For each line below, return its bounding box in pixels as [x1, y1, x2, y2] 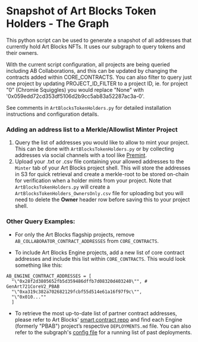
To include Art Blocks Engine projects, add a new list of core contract [14, 249, 185, 256]
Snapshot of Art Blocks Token [6, 4, 156, 18]
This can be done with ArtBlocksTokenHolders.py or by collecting [14, 145, 174, 153]
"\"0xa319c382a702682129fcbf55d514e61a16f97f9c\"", [11, 288, 143, 295]
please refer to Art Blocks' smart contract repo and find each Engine [14, 316, 183, 323]
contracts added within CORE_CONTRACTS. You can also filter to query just [6, 73, 192, 81]
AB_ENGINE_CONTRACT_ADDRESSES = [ [6, 273, 92, 279]
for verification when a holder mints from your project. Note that [14, 177, 172, 184]
